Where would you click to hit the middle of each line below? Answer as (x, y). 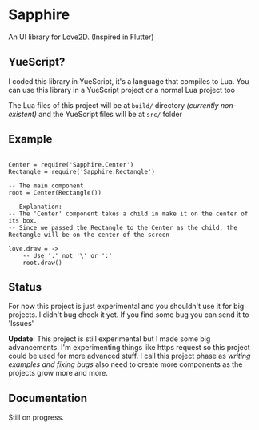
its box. (23, 221)
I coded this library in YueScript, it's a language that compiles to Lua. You (129, 81)
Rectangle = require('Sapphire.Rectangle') (82, 171)
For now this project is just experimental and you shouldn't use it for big (126, 307)
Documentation (48, 398)
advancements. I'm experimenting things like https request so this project (129, 348)
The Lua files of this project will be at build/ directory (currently (114, 105)
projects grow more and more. (58, 373)
